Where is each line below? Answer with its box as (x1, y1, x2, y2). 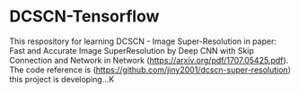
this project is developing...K (9, 73, 115, 84)
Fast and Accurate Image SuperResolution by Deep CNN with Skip (9, 45, 254, 55)
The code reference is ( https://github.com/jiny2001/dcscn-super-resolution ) (9, 64, 292, 75)
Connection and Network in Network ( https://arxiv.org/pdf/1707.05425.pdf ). (9, 55, 289, 65)
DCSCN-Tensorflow (9, 6, 160, 27)
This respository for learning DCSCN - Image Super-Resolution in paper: (9, 36, 277, 46)
